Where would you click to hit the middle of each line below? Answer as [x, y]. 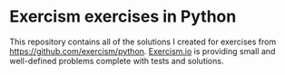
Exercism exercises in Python [123, 17]
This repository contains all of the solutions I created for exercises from [143, 42]
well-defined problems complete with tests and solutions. [117, 61]
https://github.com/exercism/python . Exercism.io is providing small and [142, 51]
